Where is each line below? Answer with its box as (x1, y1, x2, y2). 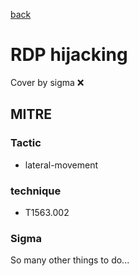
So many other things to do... (10, 254, 130, 266)
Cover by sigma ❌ (10, 76, 85, 88)
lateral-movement (24, 159, 99, 171)
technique (10, 184, 62, 198)
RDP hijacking (10, 44, 128, 66)
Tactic (10, 136, 42, 150)
